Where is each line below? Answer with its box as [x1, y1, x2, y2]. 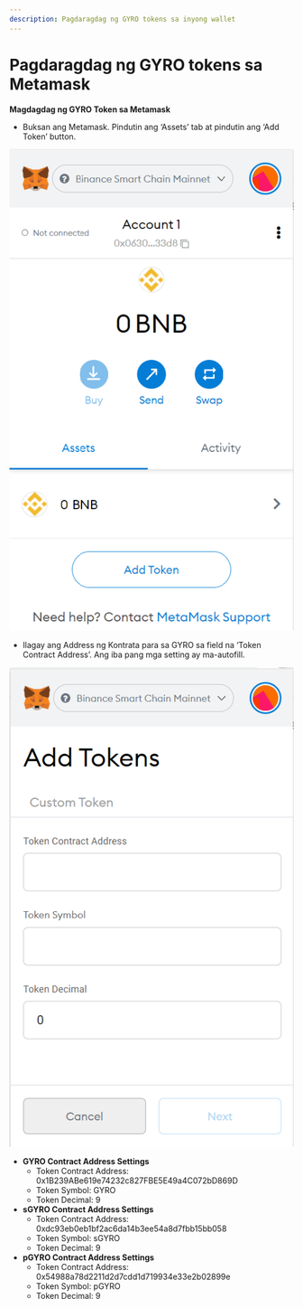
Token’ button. [22, 131, 77, 142]
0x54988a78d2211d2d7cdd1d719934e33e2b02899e [35, 1271, 231, 1282]
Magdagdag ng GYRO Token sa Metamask [9, 104, 171, 115]
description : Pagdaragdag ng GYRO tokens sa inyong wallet [9, 14, 236, 24]
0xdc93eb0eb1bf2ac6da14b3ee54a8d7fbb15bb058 [35, 1223, 227, 1234]
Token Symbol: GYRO [35, 1184, 116, 1195]
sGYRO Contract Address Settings [22, 1203, 154, 1215]
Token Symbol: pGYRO [35, 1280, 122, 1292]
